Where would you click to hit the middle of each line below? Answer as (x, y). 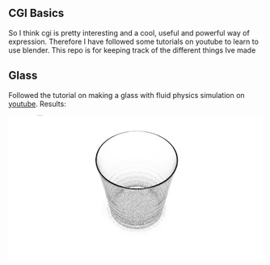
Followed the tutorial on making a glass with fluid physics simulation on (127, 95)
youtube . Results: (37, 104)
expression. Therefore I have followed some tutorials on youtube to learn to (133, 41)
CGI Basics (36, 13)
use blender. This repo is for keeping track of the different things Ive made (132, 50)
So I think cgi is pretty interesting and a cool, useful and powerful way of (129, 32)
